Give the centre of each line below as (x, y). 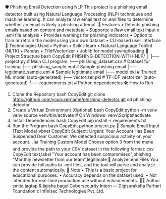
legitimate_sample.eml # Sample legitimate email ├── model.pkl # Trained (81, 72)
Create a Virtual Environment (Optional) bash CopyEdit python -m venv (85, 110)
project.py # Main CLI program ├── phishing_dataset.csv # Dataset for (78, 61)
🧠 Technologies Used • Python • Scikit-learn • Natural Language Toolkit (79, 46)
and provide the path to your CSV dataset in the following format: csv (83, 149)
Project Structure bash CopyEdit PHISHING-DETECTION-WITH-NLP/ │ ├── (82, 56)
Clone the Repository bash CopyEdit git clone (59, 94)
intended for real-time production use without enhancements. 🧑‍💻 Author (86, 180)
